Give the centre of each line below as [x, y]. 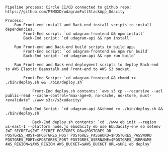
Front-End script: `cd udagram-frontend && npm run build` [87, 52]
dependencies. [20, 29]
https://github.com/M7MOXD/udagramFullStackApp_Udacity [65, 12]
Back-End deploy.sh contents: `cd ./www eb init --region [94, 122]
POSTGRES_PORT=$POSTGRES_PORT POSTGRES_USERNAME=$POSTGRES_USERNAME [78, 140]
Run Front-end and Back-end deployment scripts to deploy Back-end [86, 65]
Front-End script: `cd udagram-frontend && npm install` [84, 34]
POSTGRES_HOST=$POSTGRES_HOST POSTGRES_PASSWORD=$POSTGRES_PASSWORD [78, 135]
